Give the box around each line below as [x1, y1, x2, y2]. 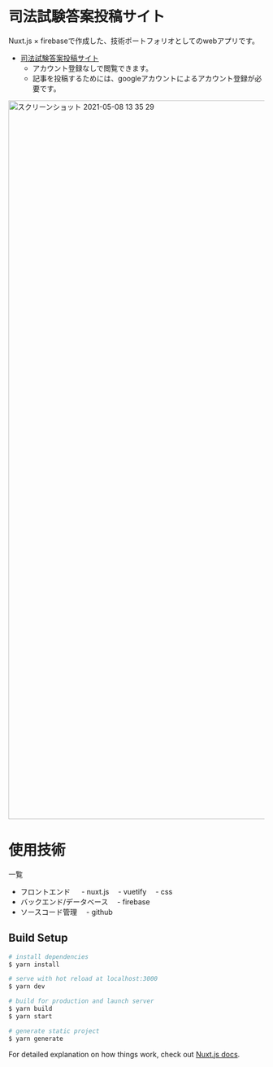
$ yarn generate [8, 1034, 63, 1043]
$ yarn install [8, 960, 60, 969]
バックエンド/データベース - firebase [19, 896, 150, 907]
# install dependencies [8, 952, 89, 960]
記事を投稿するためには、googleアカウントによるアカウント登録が [32, 73, 255, 83]
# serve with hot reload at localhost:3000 [8, 975, 158, 983]
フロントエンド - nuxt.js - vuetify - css [19, 886, 173, 896]
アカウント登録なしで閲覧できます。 [32, 63, 153, 73]
